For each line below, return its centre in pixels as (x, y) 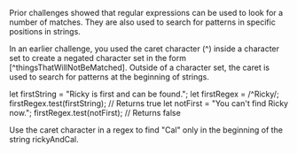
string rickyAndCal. (44, 139)
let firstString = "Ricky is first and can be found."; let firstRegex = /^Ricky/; (144, 94)
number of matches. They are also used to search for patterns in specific (143, 22)
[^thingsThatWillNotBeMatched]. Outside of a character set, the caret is (140, 67)
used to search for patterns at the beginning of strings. (109, 77)
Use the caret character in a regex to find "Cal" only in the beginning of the (146, 130)
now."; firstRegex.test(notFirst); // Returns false (95, 113)
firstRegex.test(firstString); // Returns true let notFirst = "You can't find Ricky (149, 103)
